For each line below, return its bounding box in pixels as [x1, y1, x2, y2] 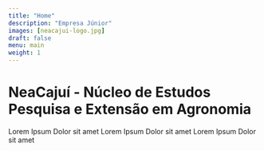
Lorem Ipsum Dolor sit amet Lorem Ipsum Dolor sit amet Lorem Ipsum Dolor [8, 126, 257, 136]
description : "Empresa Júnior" [8, 19, 112, 27]
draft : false [8, 34, 52, 42]
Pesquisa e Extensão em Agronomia [8, 101, 252, 118]
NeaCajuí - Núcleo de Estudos [8, 83, 211, 101]
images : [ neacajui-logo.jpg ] [8, 26, 105, 34]
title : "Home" [8, 11, 56, 20]
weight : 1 [8, 49, 41, 57]
